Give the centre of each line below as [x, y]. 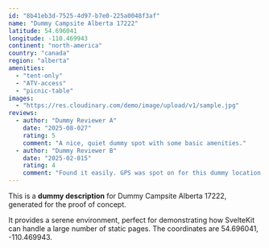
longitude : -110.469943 [48, 38]
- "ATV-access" [41, 83]
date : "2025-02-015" [57, 158]
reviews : [23, 114]
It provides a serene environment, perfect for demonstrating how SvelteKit [132, 220]
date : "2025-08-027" [57, 128]
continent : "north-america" [56, 46]
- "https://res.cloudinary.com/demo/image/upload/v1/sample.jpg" [128, 105]
